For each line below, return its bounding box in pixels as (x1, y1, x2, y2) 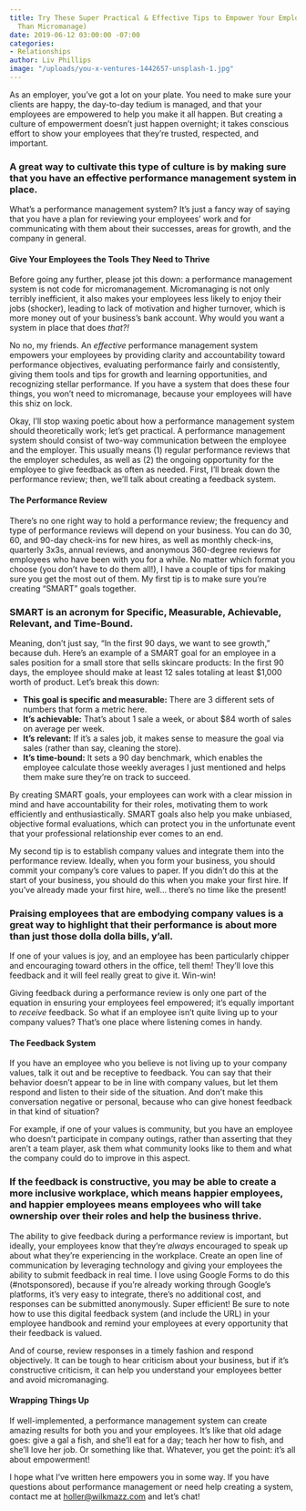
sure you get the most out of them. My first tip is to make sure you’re (9, 573, 267, 584)
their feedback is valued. (9, 1327, 103, 1338)
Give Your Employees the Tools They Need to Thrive (9, 253, 210, 264)
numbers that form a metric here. (22, 704, 148, 714)
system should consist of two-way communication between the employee (9, 435, 287, 447)
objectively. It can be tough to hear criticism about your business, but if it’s (9, 1354, 290, 1365)
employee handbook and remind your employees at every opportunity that (9, 1318, 289, 1329)
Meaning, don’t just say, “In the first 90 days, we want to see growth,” (9, 637, 270, 648)
